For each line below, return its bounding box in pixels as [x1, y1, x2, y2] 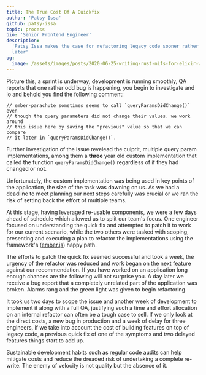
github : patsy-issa [6, 20, 56, 26]
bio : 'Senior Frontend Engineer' [6, 32, 92, 38]
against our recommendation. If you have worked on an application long [6, 266, 188, 274]
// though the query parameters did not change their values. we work [6, 113, 191, 119]
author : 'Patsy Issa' [6, 15, 62, 21]
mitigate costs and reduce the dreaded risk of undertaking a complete [6, 355, 183, 363]
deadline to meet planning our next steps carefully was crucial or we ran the [6, 190, 199, 197]
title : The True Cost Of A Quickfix [6, 9, 100, 15]
